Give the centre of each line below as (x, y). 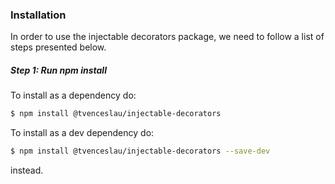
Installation (38, 15)
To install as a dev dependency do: (82, 133)
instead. (27, 170)
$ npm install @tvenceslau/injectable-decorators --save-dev (140, 151)
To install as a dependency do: (73, 95)
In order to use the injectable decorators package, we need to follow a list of (167, 37)
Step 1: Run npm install (58, 70)
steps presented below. (58, 47)
